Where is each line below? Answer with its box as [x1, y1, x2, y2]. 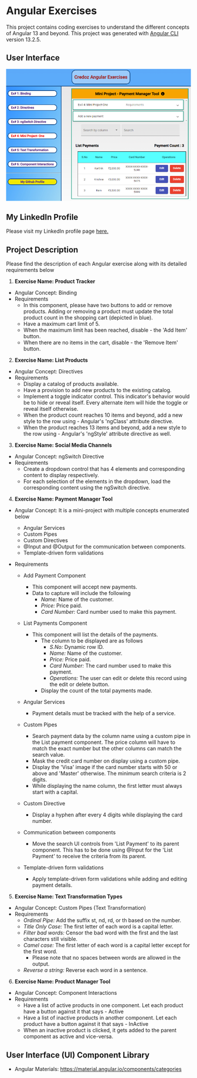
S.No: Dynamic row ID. [49, 644, 104, 651]
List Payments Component [23, 620, 87, 627]
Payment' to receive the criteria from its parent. [32, 853, 147, 860]
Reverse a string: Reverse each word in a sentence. [23, 967, 148, 974]
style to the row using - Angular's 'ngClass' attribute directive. [23, 418, 174, 425]
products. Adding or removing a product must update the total [23, 308, 174, 315]
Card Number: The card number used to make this [49, 662, 172, 669]
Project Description [6, 244, 79, 254]
